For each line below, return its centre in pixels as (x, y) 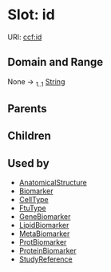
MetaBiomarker (44, 233)
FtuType (32, 208)
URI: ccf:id (25, 37)
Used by (28, 163)
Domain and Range (55, 62)
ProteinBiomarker (48, 251)
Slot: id (31, 15)
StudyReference (46, 259)
